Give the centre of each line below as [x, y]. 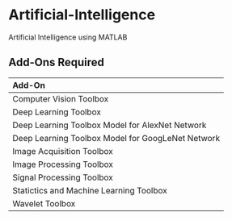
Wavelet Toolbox [44, 203]
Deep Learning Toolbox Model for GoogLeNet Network [116, 138]
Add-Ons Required [57, 62]
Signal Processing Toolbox [63, 177]
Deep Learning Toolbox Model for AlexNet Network [110, 125]
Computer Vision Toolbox [61, 98]
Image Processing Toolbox [63, 164]
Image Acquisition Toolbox [63, 151]
